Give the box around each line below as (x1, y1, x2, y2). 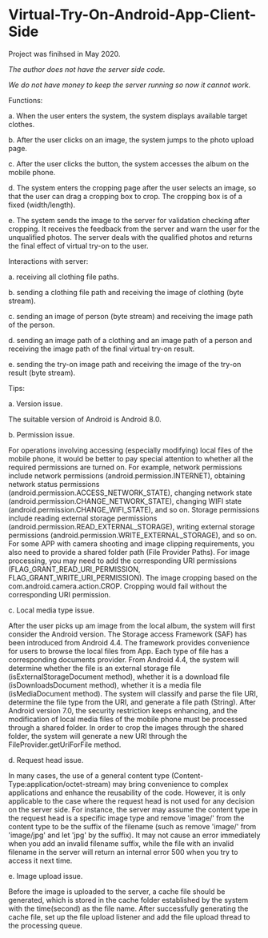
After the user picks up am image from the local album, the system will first (8, 621, 256, 630)
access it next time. (8, 856, 73, 865)
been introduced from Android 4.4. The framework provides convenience (8, 637, 250, 647)
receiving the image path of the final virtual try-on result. (8, 344, 195, 353)
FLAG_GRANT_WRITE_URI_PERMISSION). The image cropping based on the (8, 573, 258, 582)
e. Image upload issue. (8, 871, 83, 880)
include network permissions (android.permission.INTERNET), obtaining (8, 470, 246, 481)
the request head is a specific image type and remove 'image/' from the (8, 813, 245, 823)
